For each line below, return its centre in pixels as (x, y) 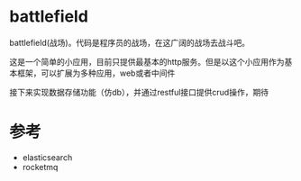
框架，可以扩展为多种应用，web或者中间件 (96, 73)
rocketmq (40, 167)
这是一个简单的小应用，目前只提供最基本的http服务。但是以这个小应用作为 (147, 61)
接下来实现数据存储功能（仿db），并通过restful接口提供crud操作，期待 (139, 92)
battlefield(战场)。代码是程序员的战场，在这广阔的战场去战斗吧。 (130, 42)
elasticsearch (47, 157)
